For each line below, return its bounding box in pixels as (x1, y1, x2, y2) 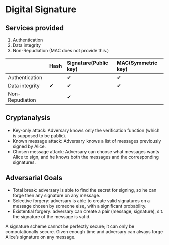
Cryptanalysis (5, 114, 51, 122)
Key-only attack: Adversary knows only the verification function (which (12, 127, 160, 133)
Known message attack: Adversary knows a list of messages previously (12, 138, 161, 144)
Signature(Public (67, 59, 108, 66)
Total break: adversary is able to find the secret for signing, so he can (12, 187, 157, 193)
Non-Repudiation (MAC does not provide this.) (12, 48, 109, 53)
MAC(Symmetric (116, 59, 158, 66)
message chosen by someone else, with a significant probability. (12, 203, 147, 209)
